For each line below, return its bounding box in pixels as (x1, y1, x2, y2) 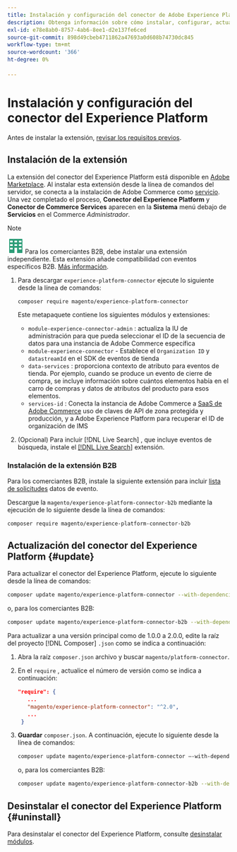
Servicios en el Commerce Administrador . (7, 210, 130, 218)
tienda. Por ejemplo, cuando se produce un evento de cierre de (28, 369, 212, 378)
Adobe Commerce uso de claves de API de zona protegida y (28, 407, 204, 415)
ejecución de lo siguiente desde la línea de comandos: (7, 505, 166, 514)
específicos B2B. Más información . (7, 262, 109, 271)
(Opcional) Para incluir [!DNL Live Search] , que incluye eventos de (17, 435, 212, 444)
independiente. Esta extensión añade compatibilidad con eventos (7, 254, 197, 263)
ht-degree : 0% (7, 57, 49, 64)
